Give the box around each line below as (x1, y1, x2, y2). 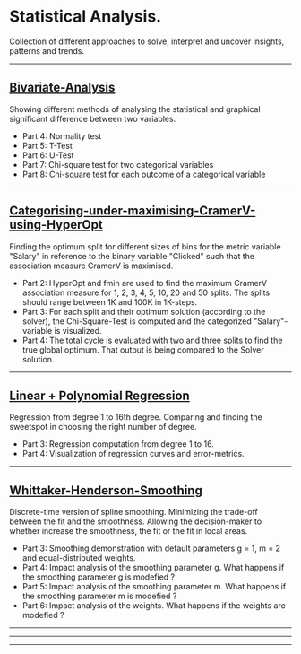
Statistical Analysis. (9, 6, 162, 27)
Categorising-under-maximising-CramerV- (9, 204, 256, 219)
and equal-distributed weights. (21, 553, 136, 563)
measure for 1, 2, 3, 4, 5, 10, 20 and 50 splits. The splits (66, 287, 271, 298)
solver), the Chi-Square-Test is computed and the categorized (21, 316, 253, 327)
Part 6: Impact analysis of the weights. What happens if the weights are (21, 600, 287, 611)
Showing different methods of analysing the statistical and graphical (9, 103, 262, 114)
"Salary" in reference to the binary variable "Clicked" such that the (9, 250, 255, 261)
